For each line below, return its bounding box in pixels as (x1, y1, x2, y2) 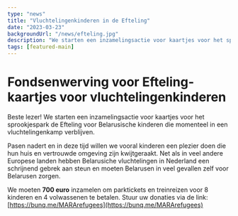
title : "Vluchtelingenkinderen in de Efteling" (7, 17, 151, 24)
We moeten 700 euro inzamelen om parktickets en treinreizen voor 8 (7, 185, 209, 194)
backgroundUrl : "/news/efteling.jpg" (7, 30, 119, 38)
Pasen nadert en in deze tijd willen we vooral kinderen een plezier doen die (7, 141, 227, 150)
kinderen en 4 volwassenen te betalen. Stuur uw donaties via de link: (7, 193, 208, 201)
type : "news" (7, 10, 46, 18)
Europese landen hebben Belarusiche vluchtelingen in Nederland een (7, 156, 210, 165)
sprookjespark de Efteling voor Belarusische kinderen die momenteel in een (7, 120, 228, 129)
